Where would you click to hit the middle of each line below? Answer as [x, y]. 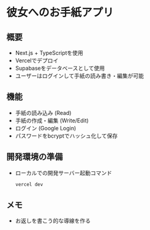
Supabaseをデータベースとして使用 [60, 68]
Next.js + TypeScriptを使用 [49, 53]
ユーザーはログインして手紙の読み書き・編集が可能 [80, 76]
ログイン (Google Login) [46, 128]
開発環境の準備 [35, 157]
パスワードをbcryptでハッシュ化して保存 [66, 136]
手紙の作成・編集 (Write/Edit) [52, 121]
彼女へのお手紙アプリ [60, 13]
